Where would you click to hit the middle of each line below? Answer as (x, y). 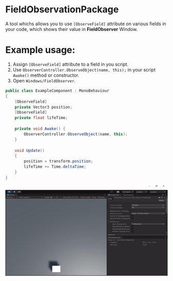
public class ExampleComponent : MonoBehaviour (57, 91)
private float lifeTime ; (41, 118)
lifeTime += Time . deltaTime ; (55, 167)
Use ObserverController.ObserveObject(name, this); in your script (84, 69)
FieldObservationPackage (62, 10)
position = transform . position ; (59, 161)
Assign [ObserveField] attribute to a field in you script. (71, 64)
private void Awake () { (40, 129)
